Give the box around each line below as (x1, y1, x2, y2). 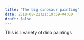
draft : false (5, 16, 32, 21)
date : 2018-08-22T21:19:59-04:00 (5, 12, 73, 17)
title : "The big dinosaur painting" (5, 7, 80, 12)
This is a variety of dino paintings (5, 30, 72, 36)
